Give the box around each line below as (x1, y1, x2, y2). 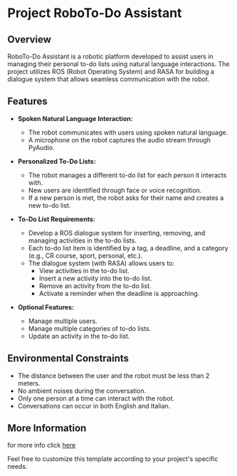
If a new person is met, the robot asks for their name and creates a (28, 194, 224, 202)
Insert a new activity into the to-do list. (38, 274, 152, 282)
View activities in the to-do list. (38, 266, 130, 275)
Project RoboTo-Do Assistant (7, 5, 182, 21)
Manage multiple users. (28, 317, 98, 325)
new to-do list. (28, 201, 71, 209)
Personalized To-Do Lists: (17, 157, 96, 165)
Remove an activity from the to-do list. (38, 281, 152, 290)
